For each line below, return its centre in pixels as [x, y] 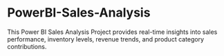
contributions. [27, 46]
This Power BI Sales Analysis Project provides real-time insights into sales [112, 32]
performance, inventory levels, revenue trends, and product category [106, 39]
